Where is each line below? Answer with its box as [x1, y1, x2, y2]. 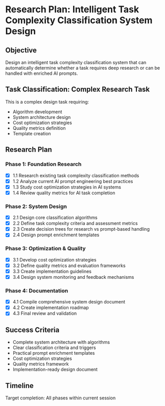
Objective [5, 46, 37, 54]
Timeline [5, 381, 34, 390]
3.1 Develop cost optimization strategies [12, 256, 97, 262]
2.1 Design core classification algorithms [12, 214, 98, 221]
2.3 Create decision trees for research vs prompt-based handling [12, 226, 150, 232]
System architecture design [12, 114, 71, 120]
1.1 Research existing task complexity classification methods [12, 172, 139, 178]
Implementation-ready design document [12, 367, 98, 373]
